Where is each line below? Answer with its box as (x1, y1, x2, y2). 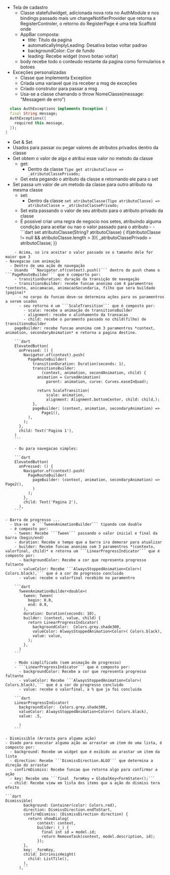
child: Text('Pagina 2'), (23, 499, 79, 505)
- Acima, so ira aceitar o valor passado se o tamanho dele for (14, 250, 153, 255)
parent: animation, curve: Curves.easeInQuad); (46, 379, 149, 384)
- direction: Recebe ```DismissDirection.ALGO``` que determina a (10, 758, 153, 763)
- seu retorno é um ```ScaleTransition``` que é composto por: (18, 303, 156, 309)
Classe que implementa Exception (20, 75, 91, 81)
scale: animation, (46, 392, 85, 398)
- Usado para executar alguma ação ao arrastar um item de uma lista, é (5, 740, 162, 746)
